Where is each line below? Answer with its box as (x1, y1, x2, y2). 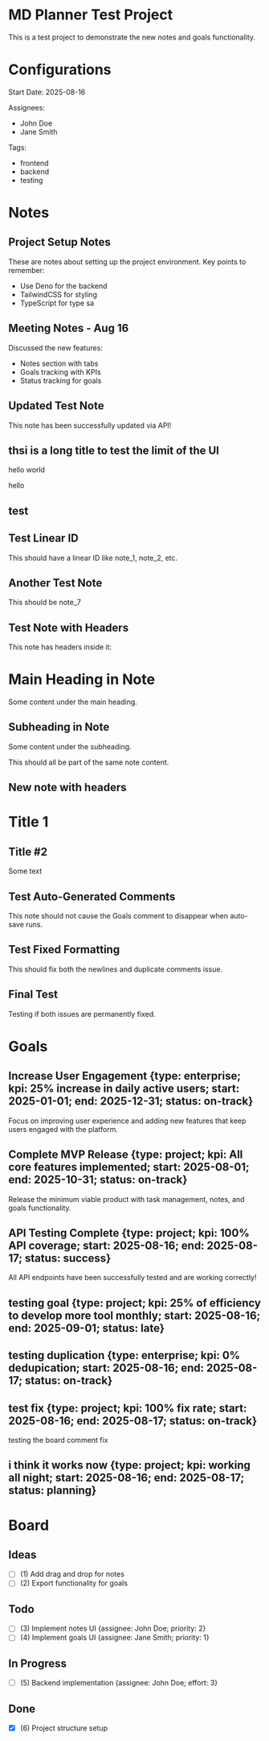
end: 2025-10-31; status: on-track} (8, 1173, 188, 1187)
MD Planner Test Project (8, 6, 173, 24)
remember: (8, 265, 45, 275)
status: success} (24, 1251, 112, 1265)
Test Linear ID (8, 532, 79, 545)
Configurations (8, 60, 112, 79)
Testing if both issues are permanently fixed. (8, 1009, 157, 1018)
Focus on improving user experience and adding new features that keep (8, 1116, 247, 1125)
